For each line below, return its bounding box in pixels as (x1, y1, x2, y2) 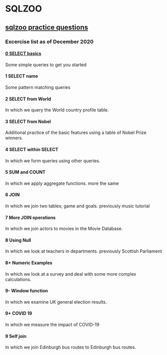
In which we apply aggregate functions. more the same (5, 180, 119, 186)
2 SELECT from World (5, 96, 51, 102)
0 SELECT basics (5, 51, 42, 57)
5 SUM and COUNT (5, 169, 46, 175)
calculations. (5, 276, 32, 282)
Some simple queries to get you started (5, 61, 87, 68)
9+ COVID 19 (5, 310, 33, 316)
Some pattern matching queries (5, 84, 71, 90)
